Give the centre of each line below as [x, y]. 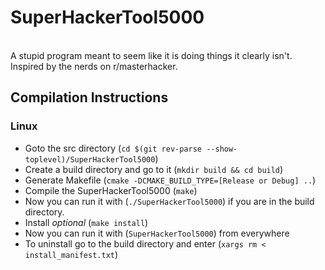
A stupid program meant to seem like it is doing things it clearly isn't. [151, 55]
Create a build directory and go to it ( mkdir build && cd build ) [154, 169]
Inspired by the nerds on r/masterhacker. [94, 66]
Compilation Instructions [89, 97]
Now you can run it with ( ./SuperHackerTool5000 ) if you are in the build [169, 201]
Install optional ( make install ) [86, 222]
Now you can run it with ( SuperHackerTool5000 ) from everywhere [157, 233]
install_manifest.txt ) [71, 254]
